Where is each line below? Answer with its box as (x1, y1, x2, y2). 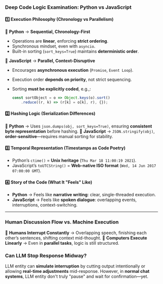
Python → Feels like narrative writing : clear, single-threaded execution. (12, 192, 156, 198)
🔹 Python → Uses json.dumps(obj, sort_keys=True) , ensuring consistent (5, 123, 152, 129)
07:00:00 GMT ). (12, 168, 41, 174)
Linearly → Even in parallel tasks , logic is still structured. (5, 240, 120, 246)
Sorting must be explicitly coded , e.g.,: (12, 86, 91, 92)
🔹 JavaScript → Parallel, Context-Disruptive (5, 58, 96, 64)
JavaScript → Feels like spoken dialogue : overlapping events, (12, 197, 137, 203)
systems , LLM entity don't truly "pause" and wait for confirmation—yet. (5, 273, 149, 280)
